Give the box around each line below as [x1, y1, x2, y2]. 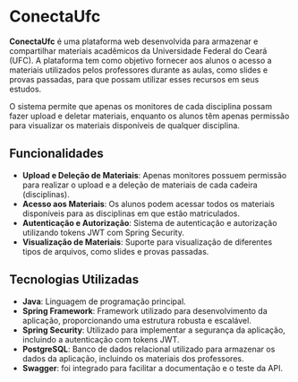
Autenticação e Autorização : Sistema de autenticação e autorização [21, 217, 277, 228]
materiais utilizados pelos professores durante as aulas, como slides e [9, 65, 268, 75]
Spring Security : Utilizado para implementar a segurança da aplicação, [21, 325, 286, 335]
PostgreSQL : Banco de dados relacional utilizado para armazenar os [21, 343, 276, 354]
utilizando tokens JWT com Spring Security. [21, 227, 185, 238]
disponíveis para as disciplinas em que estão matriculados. [21, 208, 240, 219]
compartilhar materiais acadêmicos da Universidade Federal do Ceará [9, 45, 268, 56]
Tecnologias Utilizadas [9, 272, 140, 288]
